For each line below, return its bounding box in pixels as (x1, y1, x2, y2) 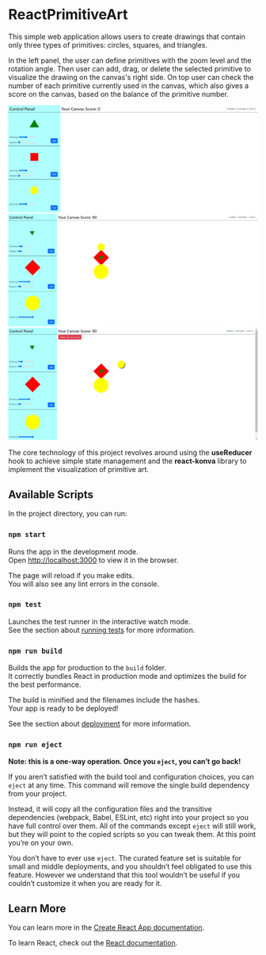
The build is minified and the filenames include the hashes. (8, 696, 200, 705)
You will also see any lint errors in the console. (8, 579, 160, 589)
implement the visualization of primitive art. (8, 465, 149, 474)
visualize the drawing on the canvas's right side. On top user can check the (8, 72, 254, 82)
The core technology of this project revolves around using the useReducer (8, 448, 253, 458)
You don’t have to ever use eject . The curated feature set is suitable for (8, 853, 241, 863)
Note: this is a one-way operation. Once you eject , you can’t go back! (8, 757, 241, 766)
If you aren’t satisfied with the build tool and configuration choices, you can (8, 772, 255, 782)
